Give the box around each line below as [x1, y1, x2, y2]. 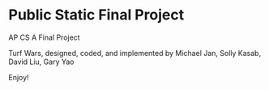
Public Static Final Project [8, 6, 185, 24]
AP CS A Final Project [8, 32, 80, 42]
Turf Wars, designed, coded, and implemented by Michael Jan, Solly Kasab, [8, 48, 262, 58]
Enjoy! [8, 72, 30, 82]
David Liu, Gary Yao [8, 57, 75, 66]
